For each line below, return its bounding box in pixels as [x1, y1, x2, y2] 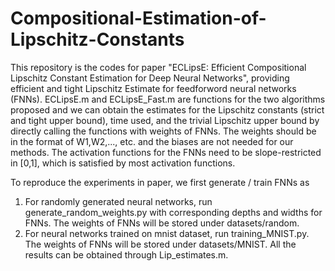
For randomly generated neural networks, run [24, 195, 213, 207]
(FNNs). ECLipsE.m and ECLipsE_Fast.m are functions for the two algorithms [10, 93, 326, 105]
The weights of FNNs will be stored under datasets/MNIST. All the [24, 238, 297, 250]
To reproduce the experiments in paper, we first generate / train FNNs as [10, 176, 310, 188]
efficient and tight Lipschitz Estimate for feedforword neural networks [10, 82, 297, 94]
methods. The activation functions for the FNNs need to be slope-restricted [10, 146, 322, 158]
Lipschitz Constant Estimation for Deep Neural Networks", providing [10, 72, 290, 84]
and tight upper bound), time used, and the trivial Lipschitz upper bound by [10, 114, 320, 126]
